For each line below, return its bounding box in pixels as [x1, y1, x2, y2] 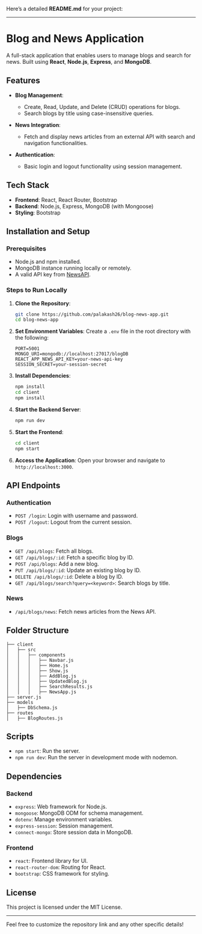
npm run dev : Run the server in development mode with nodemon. [14, 754, 178, 761]
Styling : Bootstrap [14, 209, 61, 216]
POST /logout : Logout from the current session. [14, 518, 132, 526]
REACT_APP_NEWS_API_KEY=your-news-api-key [14, 356, 123, 363]
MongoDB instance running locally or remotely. [14, 264, 132, 272]
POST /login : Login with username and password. [14, 512, 138, 520]
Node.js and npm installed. [14, 258, 82, 266]
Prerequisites [6, 244, 46, 252]
